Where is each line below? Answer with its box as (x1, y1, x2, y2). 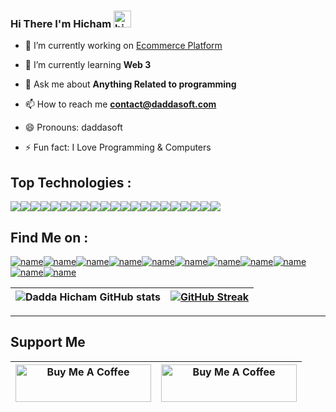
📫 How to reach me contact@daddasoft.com (24, 98, 217, 110)
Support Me (10, 334, 86, 351)
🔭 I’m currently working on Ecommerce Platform (24, 40, 223, 52)
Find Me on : (10, 229, 89, 246)
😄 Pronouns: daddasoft (24, 121, 123, 134)
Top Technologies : (10, 174, 132, 191)
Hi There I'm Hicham (10, 16, 112, 30)
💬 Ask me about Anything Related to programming (24, 78, 237, 90)
